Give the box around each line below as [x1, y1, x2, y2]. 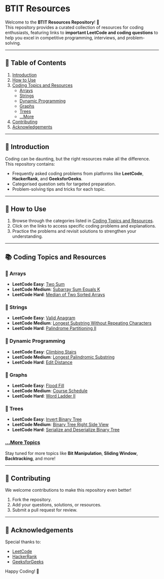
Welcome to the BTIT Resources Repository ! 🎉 [5, 19, 100, 25]
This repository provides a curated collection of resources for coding [5, 24, 144, 30]
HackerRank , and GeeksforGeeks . [12, 176, 83, 181]
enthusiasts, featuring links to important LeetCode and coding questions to [5, 29, 159, 35]
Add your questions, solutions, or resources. [12, 502, 102, 508]
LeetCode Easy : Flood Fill [12, 382, 64, 388]
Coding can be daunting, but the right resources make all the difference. [5, 155, 150, 162]
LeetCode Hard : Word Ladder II [12, 393, 76, 399]
